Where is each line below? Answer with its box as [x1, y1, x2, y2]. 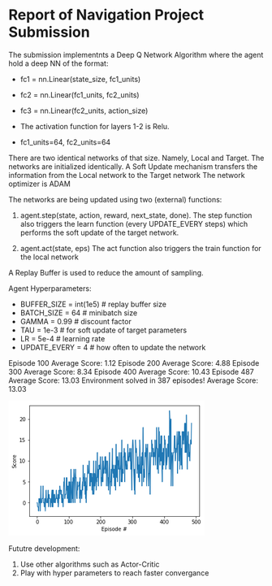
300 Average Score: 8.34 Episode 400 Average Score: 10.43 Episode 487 [8, 367, 254, 376]
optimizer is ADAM [8, 179, 71, 189]
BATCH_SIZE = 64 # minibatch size [19, 307, 138, 318]
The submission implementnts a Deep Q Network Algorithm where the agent [8, 50, 264, 59]
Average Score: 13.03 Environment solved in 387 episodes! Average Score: [8, 375, 258, 385]
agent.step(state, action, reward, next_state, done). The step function [19, 210, 253, 220]
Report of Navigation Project [8, 6, 205, 24]
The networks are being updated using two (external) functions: [8, 194, 222, 204]
